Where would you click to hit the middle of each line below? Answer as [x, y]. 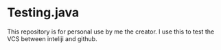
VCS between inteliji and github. [52, 38]
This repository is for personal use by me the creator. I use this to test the [111, 32]
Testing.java [43, 13]
